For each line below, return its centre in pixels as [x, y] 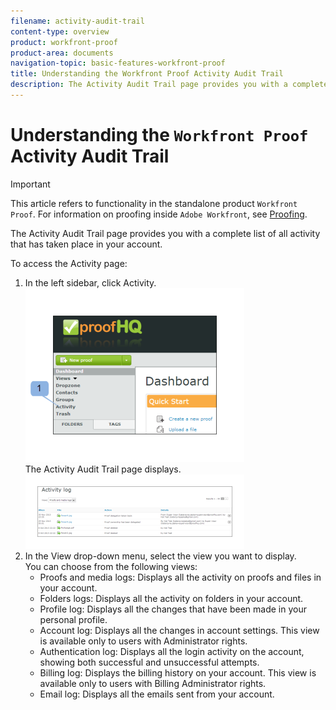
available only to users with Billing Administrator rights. [153, 683]
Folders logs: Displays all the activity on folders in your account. [171, 598]
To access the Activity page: [69, 263]
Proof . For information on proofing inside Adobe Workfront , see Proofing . [159, 214]
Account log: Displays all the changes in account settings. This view [179, 630]
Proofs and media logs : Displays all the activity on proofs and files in [180, 577]
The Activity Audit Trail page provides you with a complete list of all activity [165, 233]
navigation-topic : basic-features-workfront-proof [118, 63]
